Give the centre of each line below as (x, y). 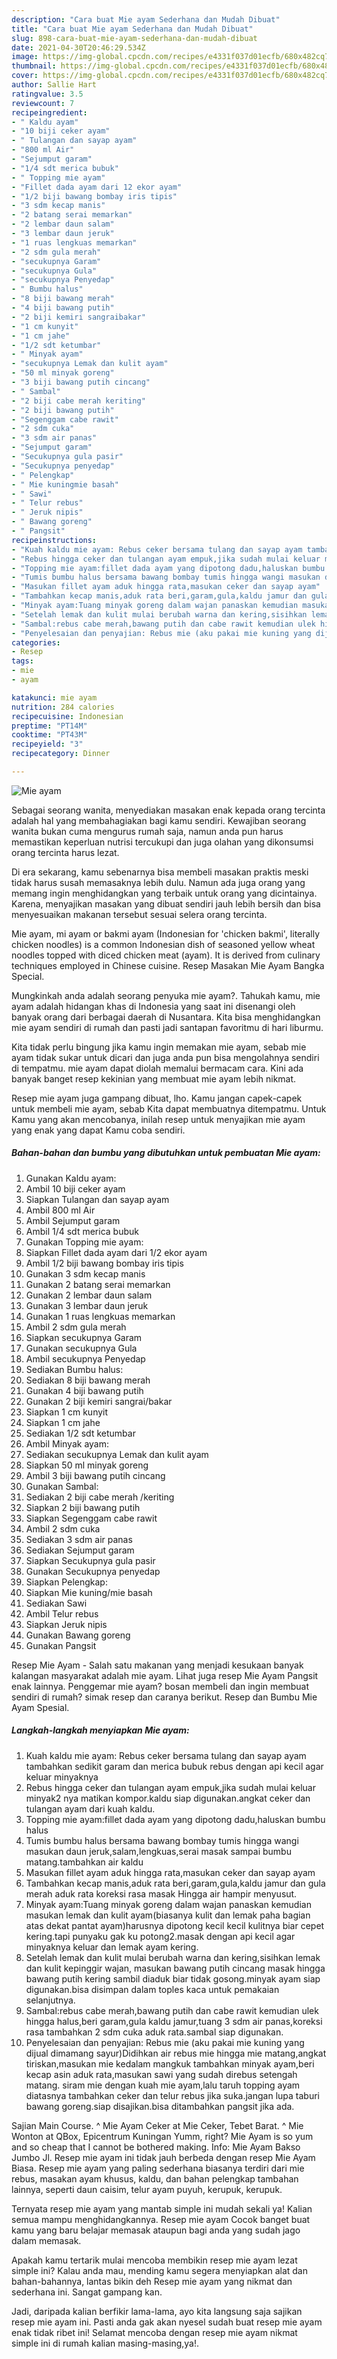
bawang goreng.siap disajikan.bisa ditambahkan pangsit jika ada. (160, 2106)
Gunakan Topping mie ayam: (84, 1242)
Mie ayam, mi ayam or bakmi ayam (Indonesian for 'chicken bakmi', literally (166, 933)
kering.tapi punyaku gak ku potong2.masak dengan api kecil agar (160, 1936)
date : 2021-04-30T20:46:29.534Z (78, 47)
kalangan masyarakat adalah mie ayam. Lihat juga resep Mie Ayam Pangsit (165, 1675)
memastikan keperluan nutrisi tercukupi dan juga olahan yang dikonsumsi (162, 842)
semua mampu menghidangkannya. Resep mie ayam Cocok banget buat (161, 2219)
